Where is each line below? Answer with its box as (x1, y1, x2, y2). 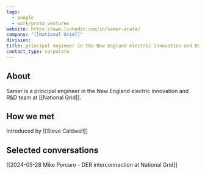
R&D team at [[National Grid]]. (6, 94, 81, 101)
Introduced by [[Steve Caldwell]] (6, 127, 88, 134)
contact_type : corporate (6, 49, 70, 55)
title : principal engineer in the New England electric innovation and (6, 43, 192, 49)
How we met (6, 111, 55, 122)
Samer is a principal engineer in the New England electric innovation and (6, 87, 189, 94)
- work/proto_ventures (12, 20, 70, 26)
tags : (6, 9, 20, 15)
